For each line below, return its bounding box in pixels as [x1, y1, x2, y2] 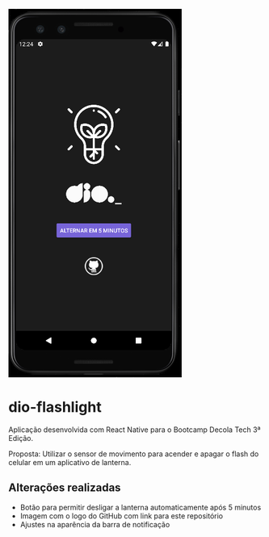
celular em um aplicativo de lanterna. [8, 457, 132, 467]
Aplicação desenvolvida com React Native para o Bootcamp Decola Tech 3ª [8, 425, 261, 434]
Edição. [8, 433, 34, 443]
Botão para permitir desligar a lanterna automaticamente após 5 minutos [19, 502, 262, 512]
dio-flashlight [8, 398, 103, 417]
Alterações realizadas [8, 481, 121, 495]
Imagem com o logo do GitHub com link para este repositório [19, 510, 224, 521]
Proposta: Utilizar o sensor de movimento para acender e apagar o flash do [8, 449, 259, 459]
